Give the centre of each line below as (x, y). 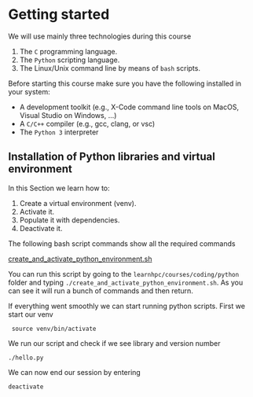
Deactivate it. (41, 228)
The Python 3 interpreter (59, 132)
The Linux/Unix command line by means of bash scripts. (110, 68)
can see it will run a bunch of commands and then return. (101, 290)
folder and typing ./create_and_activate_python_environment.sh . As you (126, 282)
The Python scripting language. (70, 60)
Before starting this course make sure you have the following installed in (125, 83)
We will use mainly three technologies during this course (100, 36)
